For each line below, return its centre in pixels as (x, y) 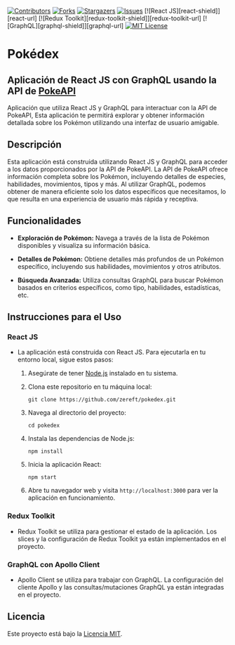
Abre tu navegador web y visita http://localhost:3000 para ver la (123, 491)
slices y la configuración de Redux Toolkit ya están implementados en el (122, 539)
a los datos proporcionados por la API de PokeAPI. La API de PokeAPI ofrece (117, 169)
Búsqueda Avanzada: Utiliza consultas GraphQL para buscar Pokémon (120, 280)
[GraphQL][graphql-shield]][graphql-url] (66, 26)
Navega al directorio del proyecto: (77, 413)
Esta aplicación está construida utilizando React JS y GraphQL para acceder (117, 161)
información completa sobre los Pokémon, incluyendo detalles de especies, (116, 176)
